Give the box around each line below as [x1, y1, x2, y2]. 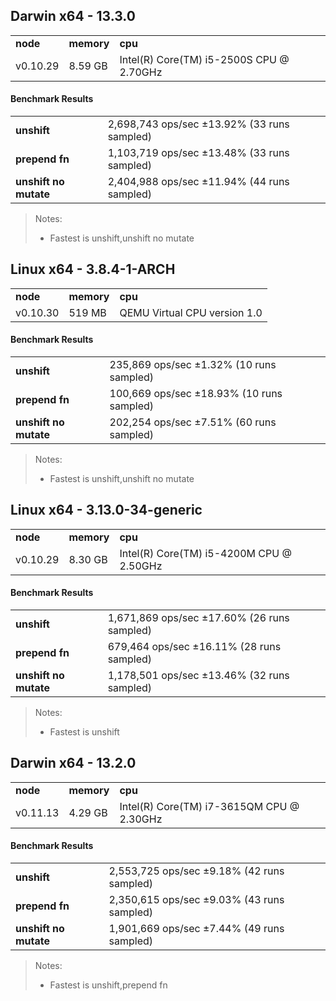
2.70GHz [119, 65, 163, 79]
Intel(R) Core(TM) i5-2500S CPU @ [119, 52, 290, 66]
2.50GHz [119, 559, 163, 573]
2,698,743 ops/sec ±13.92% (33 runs [107, 117, 290, 131]
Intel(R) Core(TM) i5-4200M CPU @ [119, 546, 292, 560]
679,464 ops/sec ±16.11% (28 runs [107, 640, 282, 654]
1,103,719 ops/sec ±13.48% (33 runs [107, 146, 290, 160]
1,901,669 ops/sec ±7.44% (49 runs [108, 922, 285, 936]
